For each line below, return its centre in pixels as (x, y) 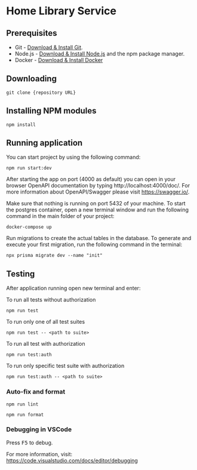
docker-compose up (29, 227)
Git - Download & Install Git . (49, 47)
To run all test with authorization (46, 344)
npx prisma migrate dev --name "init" (54, 256)
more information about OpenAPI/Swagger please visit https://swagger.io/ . (98, 192)
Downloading (31, 79)
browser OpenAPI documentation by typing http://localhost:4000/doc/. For (98, 186)
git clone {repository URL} (41, 93)
